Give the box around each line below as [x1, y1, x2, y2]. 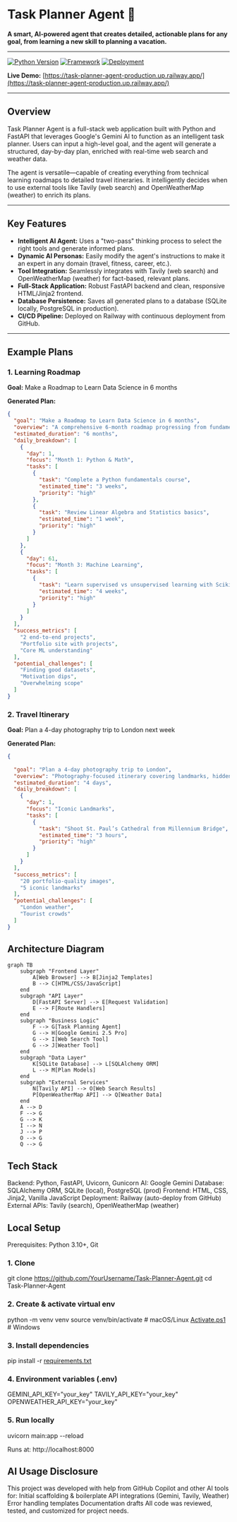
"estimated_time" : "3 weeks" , [38, 483, 128, 490]
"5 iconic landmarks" [20, 884, 83, 892]
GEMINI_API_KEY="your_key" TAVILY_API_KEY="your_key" [7, 1390, 178, 1398]
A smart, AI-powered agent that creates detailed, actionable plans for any [7, 30, 228, 38]
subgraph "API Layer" [20, 993, 83, 1000]
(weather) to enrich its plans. [7, 191, 91, 199]
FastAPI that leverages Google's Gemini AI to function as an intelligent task [7, 132, 224, 140]
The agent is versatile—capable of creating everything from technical [7, 168, 209, 176]
